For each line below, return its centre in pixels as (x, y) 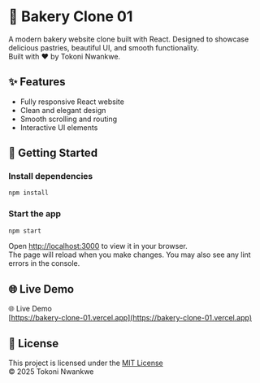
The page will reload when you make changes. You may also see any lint (130, 255)
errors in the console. (44, 263)
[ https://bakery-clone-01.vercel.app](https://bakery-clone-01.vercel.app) (130, 318)
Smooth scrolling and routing (69, 119)
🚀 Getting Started (53, 153)
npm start (25, 231)
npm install (28, 193)
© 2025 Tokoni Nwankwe (51, 372)
